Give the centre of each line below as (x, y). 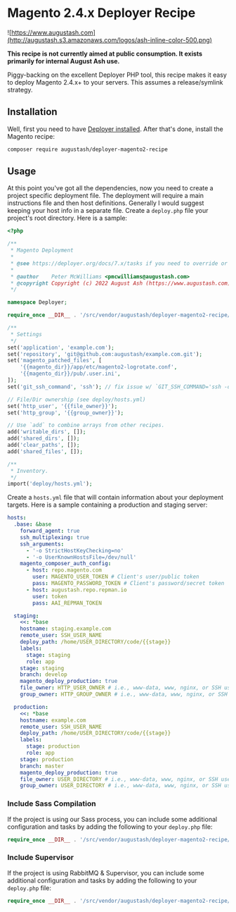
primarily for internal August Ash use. (64, 61)
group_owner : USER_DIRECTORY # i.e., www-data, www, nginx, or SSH (120, 786)
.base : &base (33, 524)
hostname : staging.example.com (66, 629)
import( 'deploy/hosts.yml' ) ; (50, 484)
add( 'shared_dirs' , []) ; (44, 438)
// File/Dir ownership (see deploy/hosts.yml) (77, 400)
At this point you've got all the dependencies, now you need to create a (110, 188)
